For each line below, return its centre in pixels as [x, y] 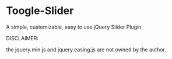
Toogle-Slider [40, 11]
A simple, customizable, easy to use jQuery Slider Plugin [74, 27]
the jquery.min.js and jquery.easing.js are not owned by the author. [86, 49]
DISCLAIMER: [22, 38]
